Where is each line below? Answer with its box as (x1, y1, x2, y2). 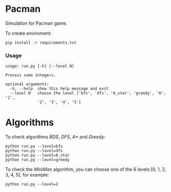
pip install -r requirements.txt (5, 40, 77, 45)
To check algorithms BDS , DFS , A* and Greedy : (5, 134, 106, 140)
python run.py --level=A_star (5, 153, 70, 158)
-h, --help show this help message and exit (10, 86, 109, 92)
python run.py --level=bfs (5, 144, 63, 149)
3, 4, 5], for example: (5, 172, 50, 178)
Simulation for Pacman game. (5, 20, 68, 26)
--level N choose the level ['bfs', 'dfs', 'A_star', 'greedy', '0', (10, 91, 166, 96)
